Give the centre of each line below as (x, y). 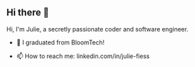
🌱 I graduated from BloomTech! (60, 42)
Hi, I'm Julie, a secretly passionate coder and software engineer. (97, 29)
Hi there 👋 (28, 13)
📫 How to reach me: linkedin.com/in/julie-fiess (83, 56)
